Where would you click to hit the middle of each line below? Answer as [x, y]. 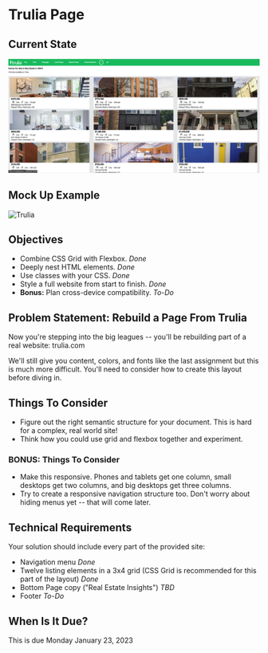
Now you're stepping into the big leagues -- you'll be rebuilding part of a [128, 337]
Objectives [36, 240]
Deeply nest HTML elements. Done [77, 267]
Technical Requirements [70, 527]
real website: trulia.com [47, 345]
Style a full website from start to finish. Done [93, 284]
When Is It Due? [48, 621]
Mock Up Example [54, 196]
